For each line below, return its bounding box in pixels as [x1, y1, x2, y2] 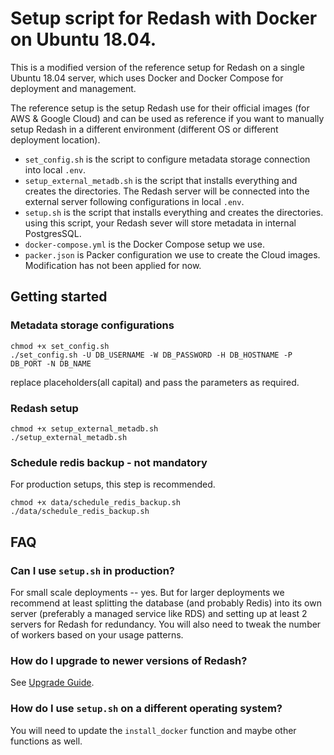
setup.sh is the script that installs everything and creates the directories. [24, 206, 324, 218]
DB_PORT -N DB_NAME [10, 358, 92, 369]
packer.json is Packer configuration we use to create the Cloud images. [24, 248, 321, 261]
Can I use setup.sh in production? [10, 563, 175, 577]
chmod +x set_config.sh [10, 341, 110, 351]
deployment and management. [10, 82, 137, 94]
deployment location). [10, 133, 101, 146]
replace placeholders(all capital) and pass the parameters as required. [10, 376, 300, 388]
